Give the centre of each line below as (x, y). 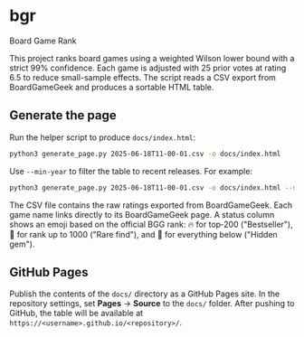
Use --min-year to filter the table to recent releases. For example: (131, 171)
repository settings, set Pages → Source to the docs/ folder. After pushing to (152, 304)
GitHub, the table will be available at (76, 314)
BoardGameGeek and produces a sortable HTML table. (112, 87)
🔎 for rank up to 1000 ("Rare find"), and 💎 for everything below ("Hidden (143, 234)
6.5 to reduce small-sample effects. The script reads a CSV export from (142, 77)
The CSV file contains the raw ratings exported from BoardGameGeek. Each (151, 205)
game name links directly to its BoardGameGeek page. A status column (142, 214)
